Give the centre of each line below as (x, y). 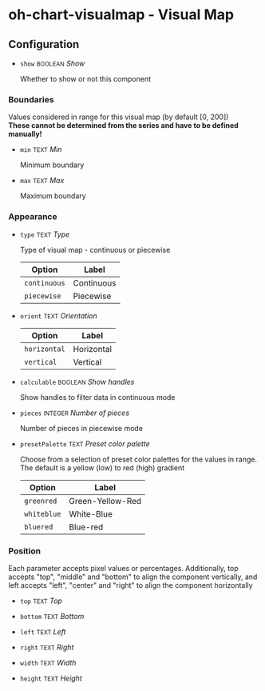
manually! (25, 134)
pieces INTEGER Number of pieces (75, 413)
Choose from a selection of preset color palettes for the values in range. (138, 459)
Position (25, 551)
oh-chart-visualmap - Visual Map (121, 15)
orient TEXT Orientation (58, 316)
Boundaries (31, 99)
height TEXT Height (51, 678)
